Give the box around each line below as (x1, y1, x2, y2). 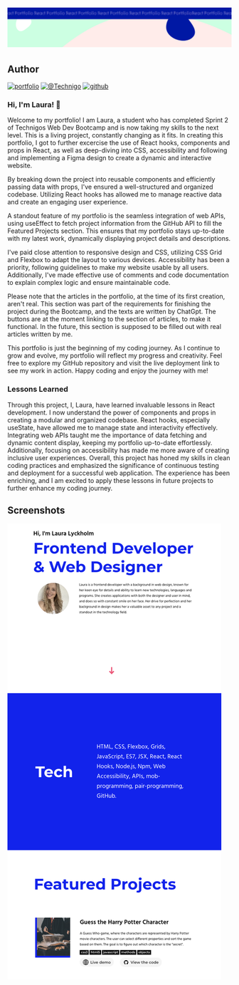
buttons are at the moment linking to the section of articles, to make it (7, 315, 211, 323)
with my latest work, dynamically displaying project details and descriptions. (7, 234, 231, 243)
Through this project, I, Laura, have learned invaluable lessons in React (7, 400, 216, 409)
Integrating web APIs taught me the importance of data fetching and (7, 431, 208, 439)
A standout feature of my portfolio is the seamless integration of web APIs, (7, 212, 226, 220)
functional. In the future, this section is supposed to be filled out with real (7, 323, 222, 331)
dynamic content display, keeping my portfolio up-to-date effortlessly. (7, 438, 213, 447)
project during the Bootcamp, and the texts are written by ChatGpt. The (7, 307, 216, 316)
